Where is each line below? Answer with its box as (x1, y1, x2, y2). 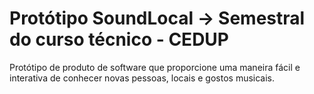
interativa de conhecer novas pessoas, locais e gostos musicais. (9, 72, 276, 84)
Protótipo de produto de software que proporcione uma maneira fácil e (9, 61, 301, 73)
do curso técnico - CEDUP (9, 28, 229, 51)
